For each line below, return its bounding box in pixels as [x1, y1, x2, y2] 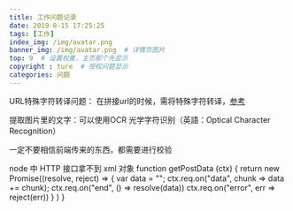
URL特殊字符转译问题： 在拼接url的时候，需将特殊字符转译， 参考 [9, 95, 246, 106]
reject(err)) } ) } [9, 192, 66, 202]
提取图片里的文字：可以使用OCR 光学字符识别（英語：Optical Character [9, 114, 271, 124]
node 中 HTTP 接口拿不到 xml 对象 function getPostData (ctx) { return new [9, 162, 281, 173]
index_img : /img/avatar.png [9, 37, 113, 47]
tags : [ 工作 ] [9, 29, 55, 38]
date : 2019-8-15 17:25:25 [9, 21, 104, 30]
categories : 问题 [9, 71, 71, 79]
